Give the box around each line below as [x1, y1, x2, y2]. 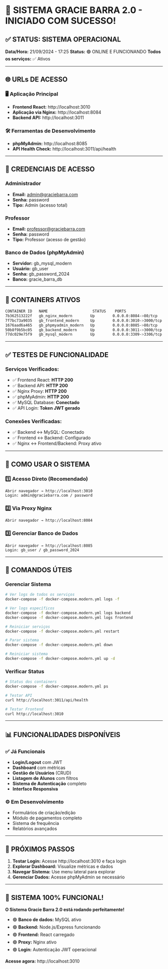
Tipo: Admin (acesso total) [12, 202, 68, 208]
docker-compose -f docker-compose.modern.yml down [5, 642, 113, 647]
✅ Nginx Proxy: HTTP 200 [12, 388, 67, 394]
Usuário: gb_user [12, 266, 49, 272]
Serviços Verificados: [5, 365, 59, 372]
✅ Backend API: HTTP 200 [12, 383, 68, 389]
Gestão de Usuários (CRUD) [12, 770, 71, 776]
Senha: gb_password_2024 [12, 271, 70, 277]
